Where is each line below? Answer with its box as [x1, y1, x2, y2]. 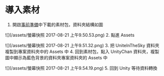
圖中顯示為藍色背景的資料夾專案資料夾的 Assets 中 [5, 54, 108, 60]
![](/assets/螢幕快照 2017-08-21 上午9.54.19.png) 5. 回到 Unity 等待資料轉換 [5, 65, 158, 71]
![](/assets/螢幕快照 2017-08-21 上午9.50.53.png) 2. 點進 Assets [5, 32, 134, 38]
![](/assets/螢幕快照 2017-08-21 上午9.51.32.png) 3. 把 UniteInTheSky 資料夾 [5, 42, 160, 48]
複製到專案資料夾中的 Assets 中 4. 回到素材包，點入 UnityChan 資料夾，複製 [5, 49, 160, 54]
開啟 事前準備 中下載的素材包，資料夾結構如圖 [12, 22, 103, 27]
